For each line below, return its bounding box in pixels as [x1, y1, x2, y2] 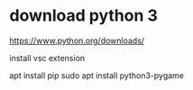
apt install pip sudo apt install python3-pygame [9, 69, 185, 81]
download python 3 [9, 5, 158, 26]
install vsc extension [9, 52, 86, 63]
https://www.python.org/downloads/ [9, 35, 145, 46]
